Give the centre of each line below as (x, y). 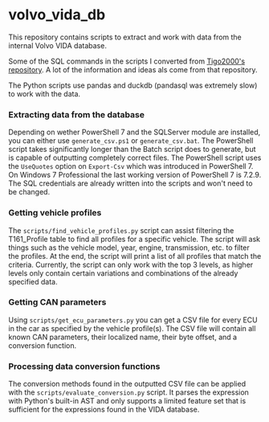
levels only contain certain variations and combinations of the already (123, 273)
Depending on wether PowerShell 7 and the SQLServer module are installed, (134, 132)
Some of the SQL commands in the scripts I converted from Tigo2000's (127, 61)
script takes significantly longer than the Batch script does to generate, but (132, 150)
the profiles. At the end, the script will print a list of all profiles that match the (135, 256)
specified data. (33, 281)
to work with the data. (45, 93)
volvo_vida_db (57, 15)
